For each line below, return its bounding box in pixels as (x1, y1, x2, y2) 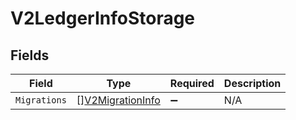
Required (169, 77, 215, 90)
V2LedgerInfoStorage (10, 7, 196, 30)
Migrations (15, 95, 67, 106)
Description (223, 77, 282, 90)
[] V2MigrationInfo (76, 93, 161, 107)
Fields (10, 47, 50, 64)
